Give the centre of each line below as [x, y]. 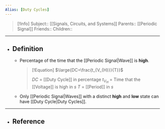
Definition [27, 49]
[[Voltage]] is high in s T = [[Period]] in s [73, 87]
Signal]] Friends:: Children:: [45, 29]
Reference [28, 121]
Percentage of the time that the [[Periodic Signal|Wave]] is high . [84, 61]
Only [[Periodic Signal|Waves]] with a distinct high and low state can [89, 96]
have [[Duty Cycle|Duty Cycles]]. [53, 102]
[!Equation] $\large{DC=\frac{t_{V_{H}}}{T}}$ [78, 70]
